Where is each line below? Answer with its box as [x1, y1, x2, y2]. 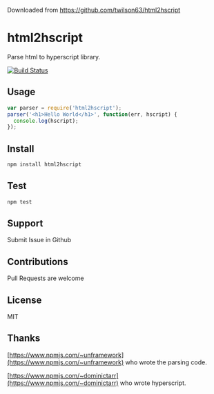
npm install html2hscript [7, 161, 81, 168]
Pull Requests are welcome [7, 274, 84, 282]
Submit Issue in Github [7, 236, 72, 244]
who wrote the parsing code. [125, 358, 207, 366]
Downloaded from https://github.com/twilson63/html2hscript [7, 6, 181, 14]
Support [7, 217, 43, 230]
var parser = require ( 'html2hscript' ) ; [7, 104, 122, 111]
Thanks [7, 333, 41, 344]
